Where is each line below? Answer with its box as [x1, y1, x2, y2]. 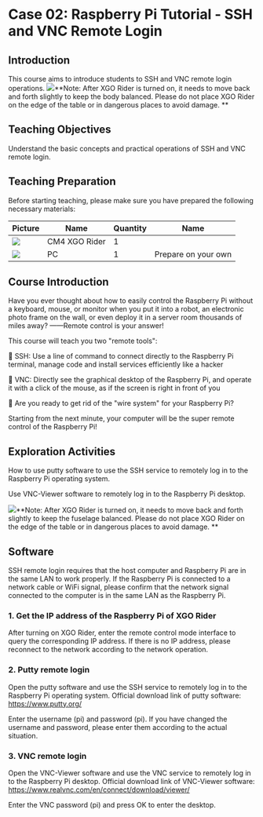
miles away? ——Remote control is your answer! [8, 321, 165, 330]
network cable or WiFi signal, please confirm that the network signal [8, 582, 229, 592]
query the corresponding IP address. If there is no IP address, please [8, 636, 231, 646]
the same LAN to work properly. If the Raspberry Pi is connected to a [8, 574, 231, 584]
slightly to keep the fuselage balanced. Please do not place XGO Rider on [8, 514, 245, 523]
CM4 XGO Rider [46, 235, 106, 246]
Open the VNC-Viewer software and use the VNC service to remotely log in [8, 768, 251, 778]
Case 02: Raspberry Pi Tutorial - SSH [8, 5, 254, 24]
